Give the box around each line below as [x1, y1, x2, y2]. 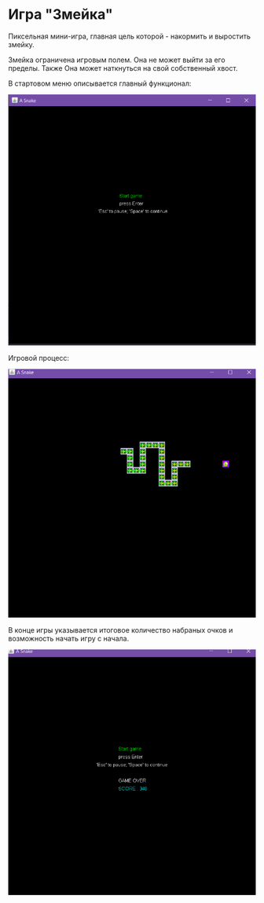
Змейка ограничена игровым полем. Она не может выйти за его [8, 55, 225, 64]
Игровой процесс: [8, 353, 69, 362]
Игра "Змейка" [8, 6, 113, 24]
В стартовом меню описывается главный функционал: [8, 79, 192, 88]
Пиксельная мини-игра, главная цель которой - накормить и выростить [8, 31, 251, 41]
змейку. [8, 39, 35, 49]
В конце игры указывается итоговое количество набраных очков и [8, 625, 233, 634]
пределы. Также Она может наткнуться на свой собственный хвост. [8, 63, 238, 72]
